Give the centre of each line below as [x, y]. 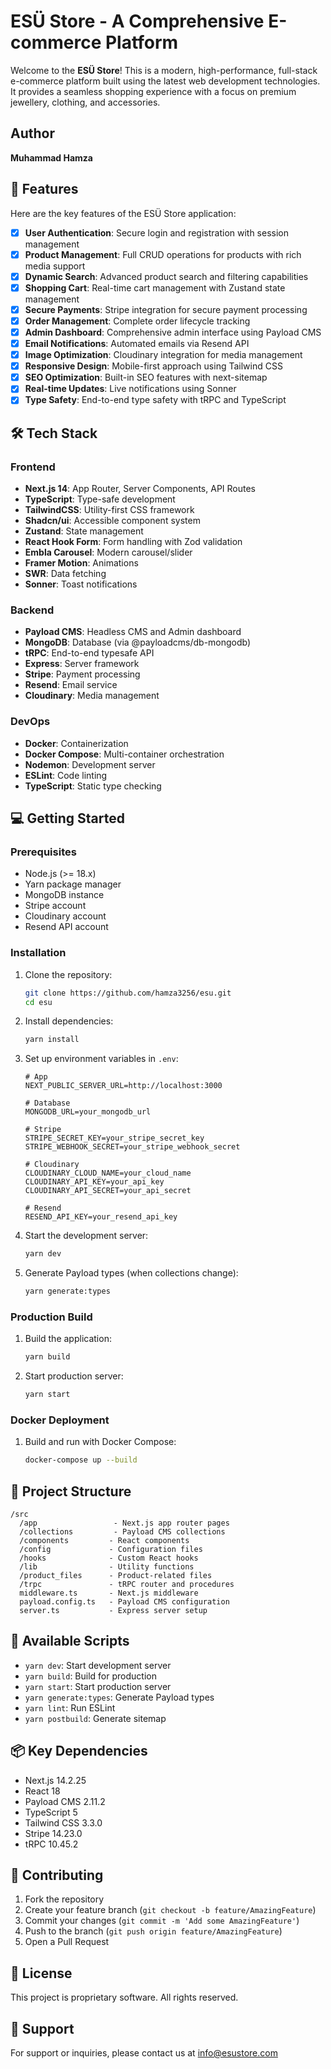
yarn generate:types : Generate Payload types [119, 1697]
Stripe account [55, 906]
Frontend [33, 467]
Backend [32, 610]
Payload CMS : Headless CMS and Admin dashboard [133, 632]
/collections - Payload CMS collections [122, 1532]
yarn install [52, 1040]
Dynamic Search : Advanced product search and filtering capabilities [166, 276]
